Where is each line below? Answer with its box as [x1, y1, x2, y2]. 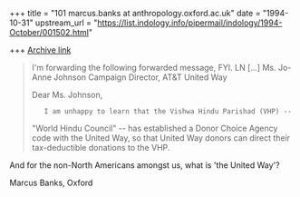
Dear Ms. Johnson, [31, 90, 103, 100]
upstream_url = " [34, 17, 98, 28]
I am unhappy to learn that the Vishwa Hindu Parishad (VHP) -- [44, 107, 292, 116]
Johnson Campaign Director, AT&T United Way [53, 72, 228, 83]
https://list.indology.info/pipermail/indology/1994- [97, 17, 283, 28]
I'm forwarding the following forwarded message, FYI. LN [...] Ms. [31, 63, 276, 73]
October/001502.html [9, 27, 89, 37]
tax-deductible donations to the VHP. [31, 143, 170, 153]
